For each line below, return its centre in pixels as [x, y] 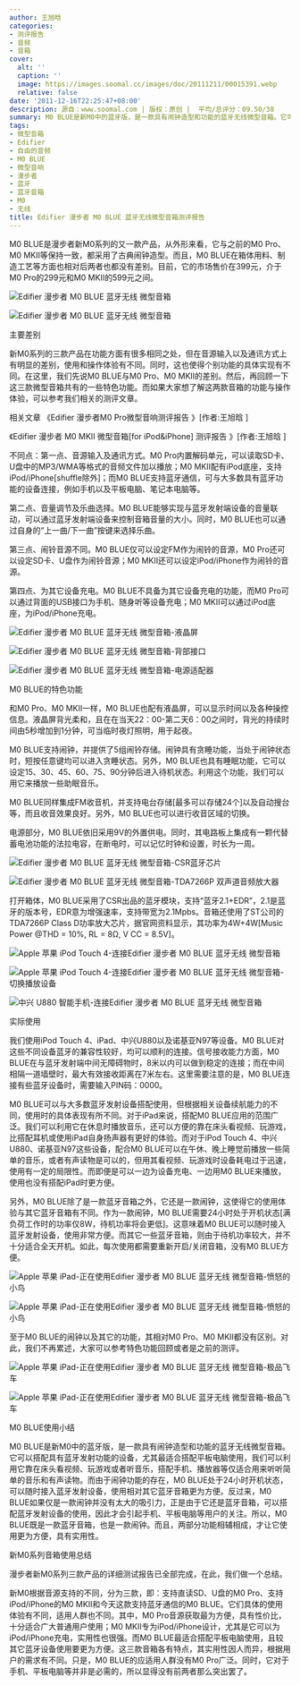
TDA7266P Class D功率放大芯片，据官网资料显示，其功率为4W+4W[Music [146, 923]
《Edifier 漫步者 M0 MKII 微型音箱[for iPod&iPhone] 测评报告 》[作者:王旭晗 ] [148, 436]
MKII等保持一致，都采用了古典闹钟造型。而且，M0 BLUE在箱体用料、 [151, 255]
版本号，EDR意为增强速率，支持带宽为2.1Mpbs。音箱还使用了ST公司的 [154, 911]
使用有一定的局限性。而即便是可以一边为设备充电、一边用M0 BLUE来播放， [148, 1171]
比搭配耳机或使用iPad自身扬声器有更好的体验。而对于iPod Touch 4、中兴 [143, 1137]
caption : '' [40, 76]
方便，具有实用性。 [68, 1536]
